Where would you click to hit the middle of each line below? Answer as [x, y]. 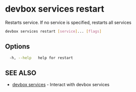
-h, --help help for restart [41, 58]
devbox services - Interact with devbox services [61, 85]
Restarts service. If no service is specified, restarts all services [68, 22]
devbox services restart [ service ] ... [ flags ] [53, 31]
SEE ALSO [21, 73]
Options [18, 46]
